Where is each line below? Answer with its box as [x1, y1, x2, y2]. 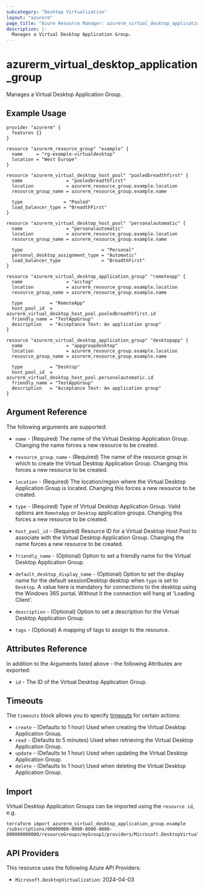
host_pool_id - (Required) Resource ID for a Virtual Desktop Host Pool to [15, 527, 197, 534]
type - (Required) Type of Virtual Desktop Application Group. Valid [15, 502, 181, 510]
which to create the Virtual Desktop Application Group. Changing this [15, 460, 188, 467]
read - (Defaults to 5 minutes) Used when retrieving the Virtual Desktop [15, 736, 194, 744]
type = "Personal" [12, 247, 135, 253]
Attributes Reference [6, 644, 87, 654]
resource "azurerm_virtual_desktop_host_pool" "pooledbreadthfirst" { [6, 172, 189, 178]
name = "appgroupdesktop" [12, 342, 118, 348]
